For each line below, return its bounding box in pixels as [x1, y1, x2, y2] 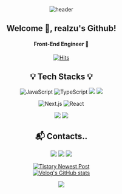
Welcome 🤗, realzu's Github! [6, 23, 117, 33]
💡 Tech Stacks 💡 [30, 71, 93, 81]
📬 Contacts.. [35, 131, 88, 141]
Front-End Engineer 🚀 [33, 40, 89, 47]
